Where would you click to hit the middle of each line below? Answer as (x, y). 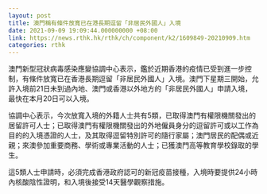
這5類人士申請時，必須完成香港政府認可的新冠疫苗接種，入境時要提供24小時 (133, 173)
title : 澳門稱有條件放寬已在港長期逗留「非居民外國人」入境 (95, 23)
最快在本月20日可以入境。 (51, 99)
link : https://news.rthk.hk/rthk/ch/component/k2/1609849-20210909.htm (129, 38)
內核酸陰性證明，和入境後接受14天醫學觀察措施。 (89, 182)
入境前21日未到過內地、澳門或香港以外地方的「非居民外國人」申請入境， (133, 89)
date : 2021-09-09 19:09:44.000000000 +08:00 (83, 30)
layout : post (30, 16)
